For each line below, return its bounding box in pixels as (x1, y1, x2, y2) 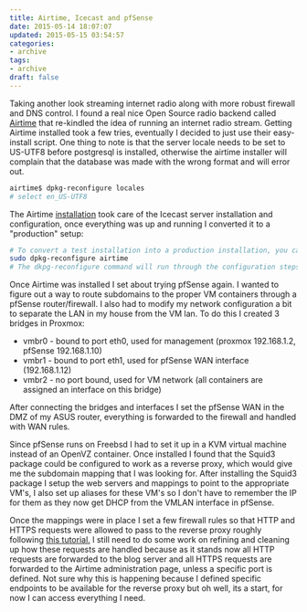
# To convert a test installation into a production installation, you (9, 246, 288, 255)
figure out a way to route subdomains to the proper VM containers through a (9, 289, 297, 300)
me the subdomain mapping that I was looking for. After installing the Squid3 (9, 468, 297, 480)
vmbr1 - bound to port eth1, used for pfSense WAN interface (22, 355, 249, 366)
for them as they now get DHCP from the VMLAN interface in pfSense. (9, 497, 275, 508)
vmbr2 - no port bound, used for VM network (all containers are (22, 375, 263, 385)
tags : (9, 56, 30, 65)
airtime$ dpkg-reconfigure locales (9, 184, 145, 193)
